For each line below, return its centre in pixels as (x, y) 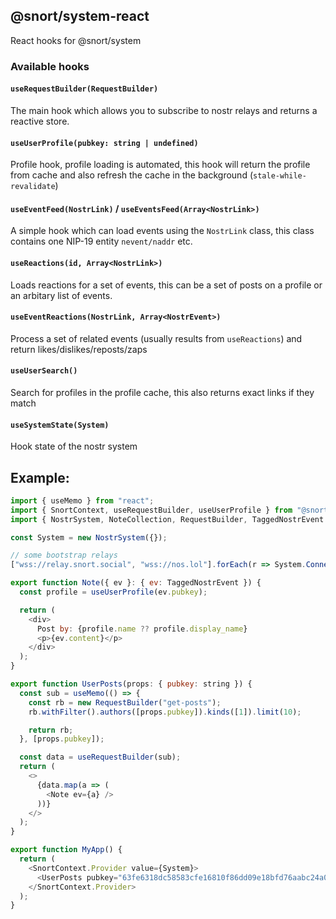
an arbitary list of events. (61, 295)
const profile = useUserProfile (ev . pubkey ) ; (113, 592)
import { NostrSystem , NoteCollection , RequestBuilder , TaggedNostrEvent (167, 519)
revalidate (33, 187)
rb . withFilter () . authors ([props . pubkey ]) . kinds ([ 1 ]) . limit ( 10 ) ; (165, 712)
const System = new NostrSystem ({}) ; (89, 537)
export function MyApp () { (66, 850)
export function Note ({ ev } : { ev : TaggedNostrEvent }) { (136, 583)
